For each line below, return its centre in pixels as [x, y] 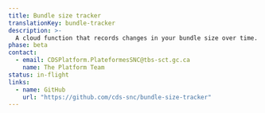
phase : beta [28, 45]
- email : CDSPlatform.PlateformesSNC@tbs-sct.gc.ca [103, 60]
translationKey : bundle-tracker [62, 23]
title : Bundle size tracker [55, 16]
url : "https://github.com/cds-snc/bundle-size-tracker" [117, 97]
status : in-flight [39, 75]
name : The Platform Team [64, 68]
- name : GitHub [41, 90]
